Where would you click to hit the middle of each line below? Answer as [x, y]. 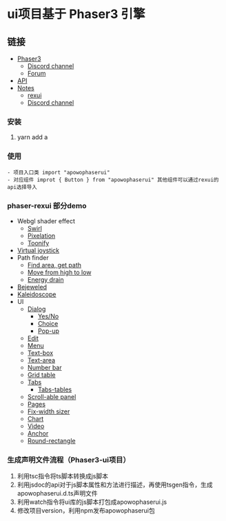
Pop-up [49, 331]
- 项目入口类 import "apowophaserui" [59, 172]
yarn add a [32, 137]
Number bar [44, 367]
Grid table [41, 375]
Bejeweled [32, 287]
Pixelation [41, 236]
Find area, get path [54, 265]
